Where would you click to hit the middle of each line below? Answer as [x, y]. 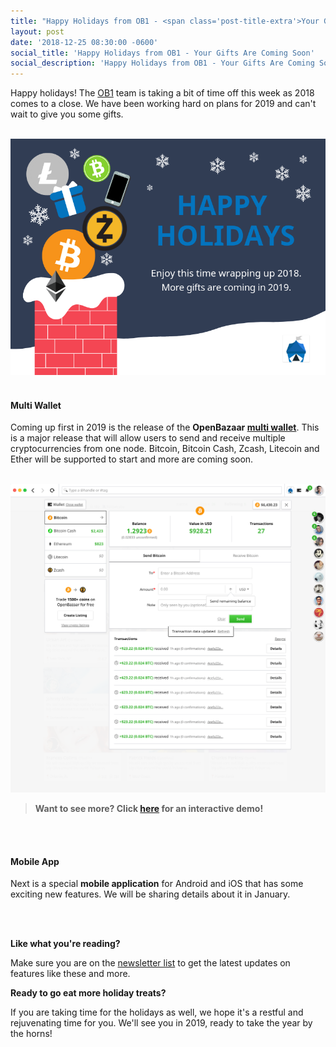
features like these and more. [70, 974]
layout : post [37, 31]
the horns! [31, 1034]
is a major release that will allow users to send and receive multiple [148, 438]
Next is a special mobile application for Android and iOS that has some [157, 884]
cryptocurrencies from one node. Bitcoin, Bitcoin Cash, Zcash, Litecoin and [165, 449]
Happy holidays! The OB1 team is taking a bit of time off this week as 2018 [162, 93]
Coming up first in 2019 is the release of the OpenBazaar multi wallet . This [165, 427]
